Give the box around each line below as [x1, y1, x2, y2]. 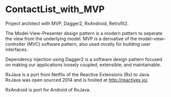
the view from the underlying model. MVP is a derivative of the [5, 36, 137, 42]
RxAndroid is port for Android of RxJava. [5, 86, 91, 92]
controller [5, 41, 26, 47]
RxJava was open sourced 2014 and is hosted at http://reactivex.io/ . [5, 77, 149, 83]
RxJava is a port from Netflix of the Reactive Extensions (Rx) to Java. [5, 71, 151, 77]
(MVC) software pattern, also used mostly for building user [26, 41, 151, 47]
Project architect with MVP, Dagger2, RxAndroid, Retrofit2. [5, 20, 129, 26]
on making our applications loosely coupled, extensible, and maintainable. [5, 61, 161, 68]
